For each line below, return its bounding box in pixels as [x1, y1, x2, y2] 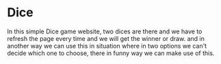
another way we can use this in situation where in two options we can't [7, 42, 207, 50]
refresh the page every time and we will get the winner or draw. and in [7, 34, 205, 42]
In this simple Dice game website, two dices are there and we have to [7, 27, 203, 35]
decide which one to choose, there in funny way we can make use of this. [7, 49, 215, 57]
